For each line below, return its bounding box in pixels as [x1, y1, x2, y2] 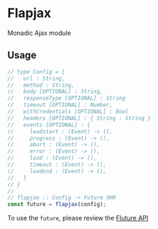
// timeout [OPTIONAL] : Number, [7, 101, 113, 108]
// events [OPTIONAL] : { [7, 121, 91, 128]
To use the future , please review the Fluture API [7, 214, 149, 223]
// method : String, [7, 81, 75, 88]
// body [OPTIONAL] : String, [7, 88, 103, 96]
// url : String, [7, 75, 65, 82]
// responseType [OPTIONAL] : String [7, 95, 126, 102]
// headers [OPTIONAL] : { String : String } [7, 114, 152, 122]
